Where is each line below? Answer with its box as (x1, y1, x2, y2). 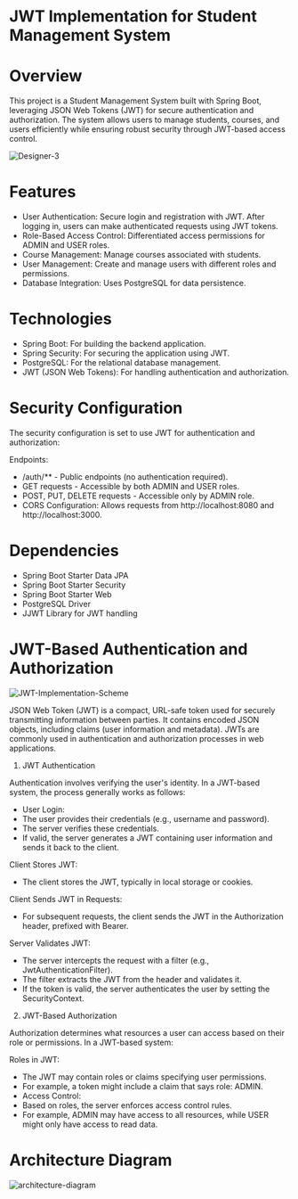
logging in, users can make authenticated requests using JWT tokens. (21, 221, 278, 232)
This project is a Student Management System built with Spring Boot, (9, 95, 262, 106)
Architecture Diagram (9, 1150, 173, 1170)
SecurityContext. (21, 992, 85, 1004)
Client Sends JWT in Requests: (9, 893, 123, 904)
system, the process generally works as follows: (9, 786, 186, 797)
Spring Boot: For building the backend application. (21, 339, 206, 349)
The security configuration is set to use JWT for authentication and (9, 427, 255, 438)
